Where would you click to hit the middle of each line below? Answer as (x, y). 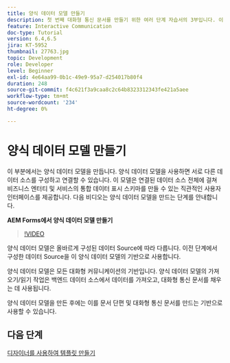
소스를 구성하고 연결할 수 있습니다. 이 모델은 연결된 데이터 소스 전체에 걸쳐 (118, 179)
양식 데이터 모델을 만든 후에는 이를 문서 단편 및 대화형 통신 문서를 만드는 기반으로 (115, 303)
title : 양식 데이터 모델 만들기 (46, 13)
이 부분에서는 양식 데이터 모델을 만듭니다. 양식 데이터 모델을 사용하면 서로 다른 (112, 171)
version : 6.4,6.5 (32, 39)
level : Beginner (30, 71)
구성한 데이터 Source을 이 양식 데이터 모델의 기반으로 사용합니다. (94, 256)
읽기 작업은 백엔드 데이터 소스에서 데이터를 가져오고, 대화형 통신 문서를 (115, 279)
